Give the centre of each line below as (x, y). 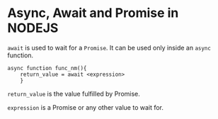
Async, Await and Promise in (93, 13)
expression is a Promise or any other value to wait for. (86, 107)
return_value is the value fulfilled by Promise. (74, 93)
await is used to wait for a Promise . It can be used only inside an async (109, 47)
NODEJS (33, 28)
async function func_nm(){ (47, 68)
